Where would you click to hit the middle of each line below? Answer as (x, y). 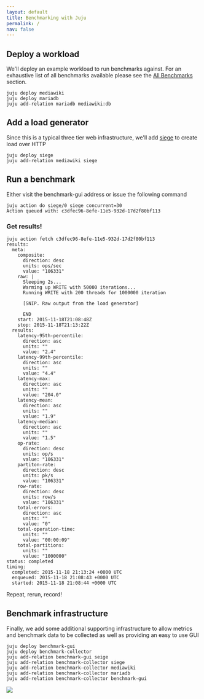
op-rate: (29, 443)
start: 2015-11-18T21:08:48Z (55, 319)
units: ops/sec (42, 266)
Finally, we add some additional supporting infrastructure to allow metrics (99, 628)
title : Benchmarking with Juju (46, 18)
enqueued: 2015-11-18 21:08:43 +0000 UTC (66, 577)
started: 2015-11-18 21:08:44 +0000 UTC (64, 583)
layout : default (27, 12)
